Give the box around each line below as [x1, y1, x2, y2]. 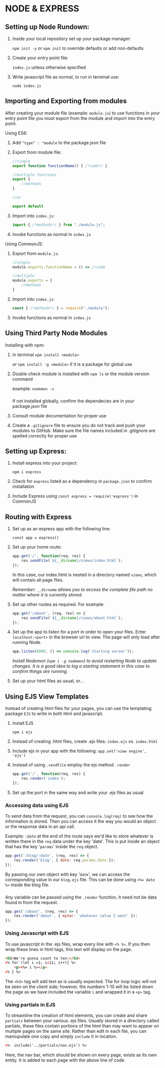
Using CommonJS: [5, 240, 43, 247]
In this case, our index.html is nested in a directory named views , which [12, 571, 157, 578]
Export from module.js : [12, 250, 59, 256]
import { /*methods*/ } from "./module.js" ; [12, 222, 105, 227]
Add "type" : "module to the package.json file [12, 139, 106, 146]
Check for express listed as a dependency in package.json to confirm [12, 478, 152, 484]
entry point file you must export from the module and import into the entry [5, 115, 155, 121]
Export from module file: [12, 149, 62, 155]
